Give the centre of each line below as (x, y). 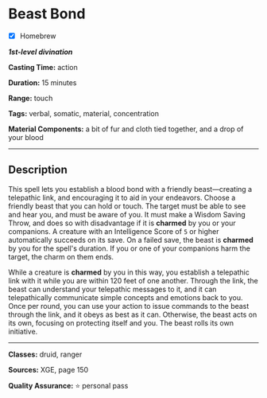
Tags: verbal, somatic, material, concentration (83, 113)
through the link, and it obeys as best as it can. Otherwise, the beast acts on (133, 314)
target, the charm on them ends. (61, 256)
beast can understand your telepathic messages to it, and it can (112, 289)
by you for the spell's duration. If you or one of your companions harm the (129, 248)
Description (38, 170)
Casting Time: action (43, 67)
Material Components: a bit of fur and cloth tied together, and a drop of (126, 129)
